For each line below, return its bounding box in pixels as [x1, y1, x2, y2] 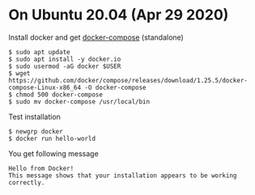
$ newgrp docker [8, 127, 63, 135]
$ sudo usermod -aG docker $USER [8, 62, 121, 70]
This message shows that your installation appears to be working [8, 172, 237, 180]
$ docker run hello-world [8, 134, 96, 142]
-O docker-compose [84, 83, 147, 91]
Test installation [8, 112, 61, 121]
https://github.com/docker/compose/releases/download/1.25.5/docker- [8, 76, 249, 84]
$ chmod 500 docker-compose [8, 91, 104, 99]
